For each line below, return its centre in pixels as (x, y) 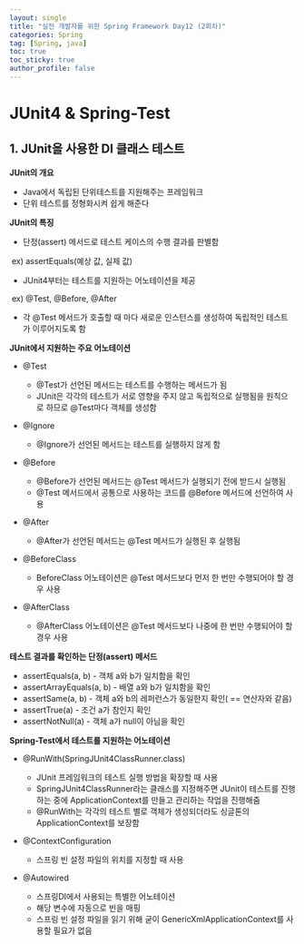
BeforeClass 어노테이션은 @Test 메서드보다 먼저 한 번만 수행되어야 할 (160, 577)
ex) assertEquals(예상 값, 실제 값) (72, 261)
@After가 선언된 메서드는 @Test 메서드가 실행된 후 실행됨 (138, 540)
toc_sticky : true (42, 60)
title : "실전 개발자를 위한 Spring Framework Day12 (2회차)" (118, 26)
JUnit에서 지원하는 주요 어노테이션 (70, 348)
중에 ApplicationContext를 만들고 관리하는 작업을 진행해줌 (157, 800)
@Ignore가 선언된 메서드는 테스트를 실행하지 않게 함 (128, 444)
